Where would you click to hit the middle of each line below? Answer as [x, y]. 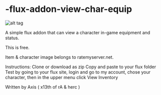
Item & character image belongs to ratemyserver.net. [59, 57]
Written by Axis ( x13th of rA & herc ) [42, 87]
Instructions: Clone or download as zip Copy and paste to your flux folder [81, 67]
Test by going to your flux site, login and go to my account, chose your [78, 72]
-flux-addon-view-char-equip [69, 9]
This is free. [17, 47]
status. [12, 38]
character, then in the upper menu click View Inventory [62, 77]
